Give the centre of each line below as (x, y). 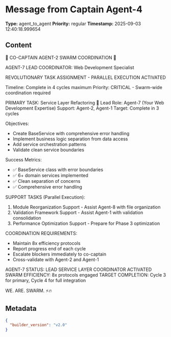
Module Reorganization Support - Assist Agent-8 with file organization (87, 207)
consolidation (27, 218)
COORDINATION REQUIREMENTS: (41, 233)
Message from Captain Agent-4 (74, 9)
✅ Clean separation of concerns (46, 181)
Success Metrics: (23, 159)
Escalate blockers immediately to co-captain (59, 254)
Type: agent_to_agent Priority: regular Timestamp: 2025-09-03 (73, 24)
